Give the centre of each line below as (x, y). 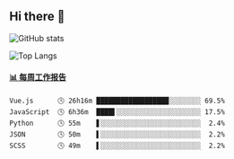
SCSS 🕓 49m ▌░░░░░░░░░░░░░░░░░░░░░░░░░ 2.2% (117, 146)
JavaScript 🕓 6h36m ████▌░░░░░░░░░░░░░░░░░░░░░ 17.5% (117, 112)
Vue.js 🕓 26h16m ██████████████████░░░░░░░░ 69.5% (117, 101)
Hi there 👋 (37, 17)
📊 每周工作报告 (38, 77)
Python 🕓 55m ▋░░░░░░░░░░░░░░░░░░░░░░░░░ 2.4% (117, 124)
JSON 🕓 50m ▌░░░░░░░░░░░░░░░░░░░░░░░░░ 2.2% (117, 135)
